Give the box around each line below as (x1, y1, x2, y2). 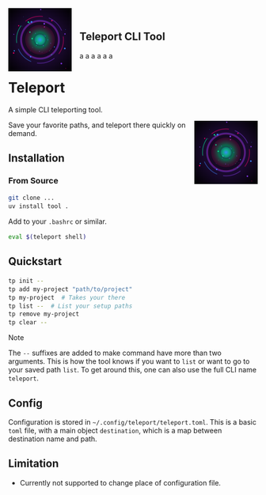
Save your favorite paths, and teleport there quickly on (8, 120, 186, 130)
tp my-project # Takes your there (8, 293, 126, 301)
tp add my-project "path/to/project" (8, 285, 133, 293)
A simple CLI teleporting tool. (8, 104, 103, 114)
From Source (8, 176, 59, 187)
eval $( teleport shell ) (8, 233, 87, 241)
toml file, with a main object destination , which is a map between (8, 425, 222, 435)
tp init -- (8, 277, 44, 285)
